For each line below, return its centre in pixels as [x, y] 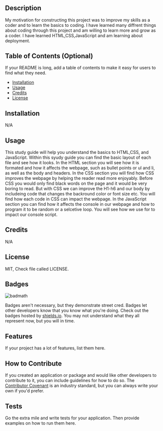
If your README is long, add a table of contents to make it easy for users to [81, 68]
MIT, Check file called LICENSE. [37, 269]
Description [23, 8]
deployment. [18, 41]
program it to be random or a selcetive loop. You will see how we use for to [80, 210]
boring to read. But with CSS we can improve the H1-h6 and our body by [77, 189]
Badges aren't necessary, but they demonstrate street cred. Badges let [76, 305]
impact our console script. [31, 215]
